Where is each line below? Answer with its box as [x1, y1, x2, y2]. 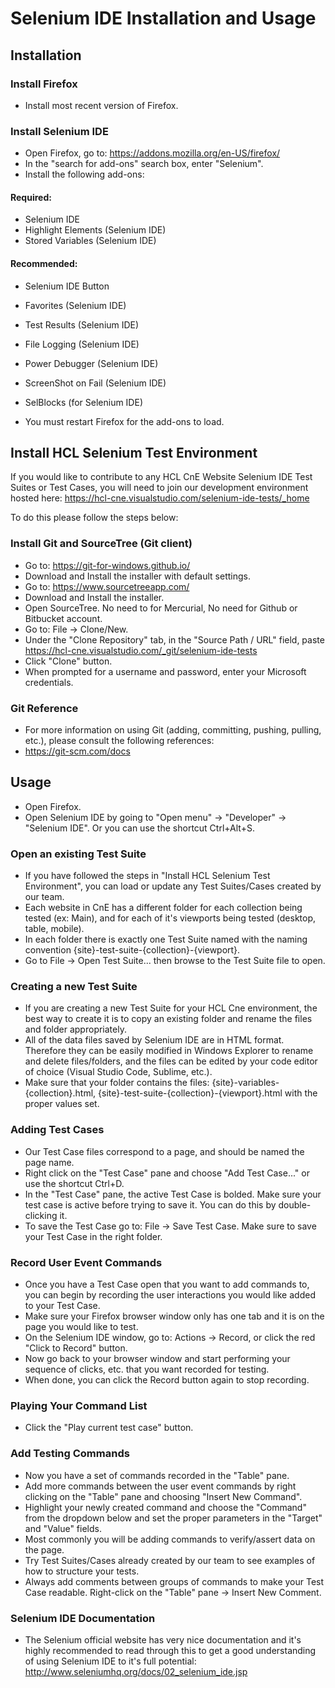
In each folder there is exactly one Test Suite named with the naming [24, 933, 308, 946]
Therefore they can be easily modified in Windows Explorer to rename [24, 1045, 314, 1057]
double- [278, 1198, 312, 1211]
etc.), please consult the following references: [24, 734, 215, 746]
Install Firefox [10, 77, 78, 91]
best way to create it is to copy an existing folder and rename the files [24, 1013, 313, 1025]
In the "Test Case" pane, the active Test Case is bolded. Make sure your [24, 1188, 322, 1200]
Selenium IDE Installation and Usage [10, 7, 317, 30]
